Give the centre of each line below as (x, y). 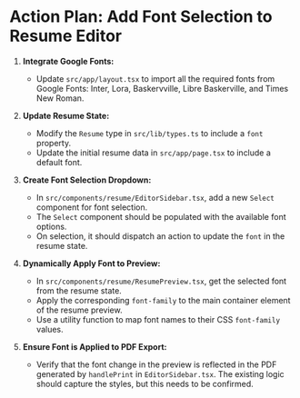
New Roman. (60, 98)
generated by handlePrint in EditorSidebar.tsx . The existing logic (160, 373)
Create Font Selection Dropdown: (87, 180)
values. (50, 329)
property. (53, 143)
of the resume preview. (79, 310)
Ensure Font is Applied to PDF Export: (95, 346)
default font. (59, 162)
